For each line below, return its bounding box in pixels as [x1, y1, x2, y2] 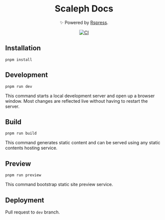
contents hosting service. [5, 145, 57, 151]
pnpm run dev [5, 84, 32, 89]
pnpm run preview [5, 173, 41, 178]
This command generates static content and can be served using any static [5, 140, 160, 146]
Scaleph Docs [54, 3, 113, 14]
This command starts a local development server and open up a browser [5, 93, 155, 99]
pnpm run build [5, 131, 37, 136]
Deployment [5, 196, 44, 205]
